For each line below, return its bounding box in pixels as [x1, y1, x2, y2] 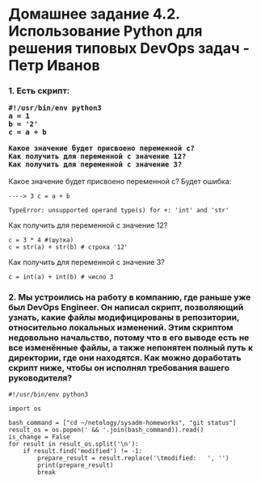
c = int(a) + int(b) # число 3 [8, 272, 114, 281]
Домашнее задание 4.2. [8, 5, 180, 23]
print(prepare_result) [37, 461, 114, 469]
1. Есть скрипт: [8, 86, 70, 97]
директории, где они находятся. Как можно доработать [8, 352, 242, 363]
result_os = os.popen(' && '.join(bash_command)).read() [8, 426, 204, 435]
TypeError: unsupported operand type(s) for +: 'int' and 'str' [8, 206, 229, 214]
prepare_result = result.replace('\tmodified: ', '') [37, 454, 229, 463]
